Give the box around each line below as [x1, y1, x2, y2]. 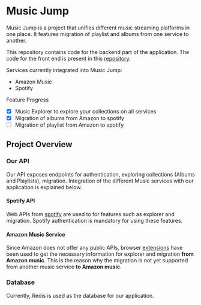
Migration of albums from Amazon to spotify [14, 115, 125, 121]
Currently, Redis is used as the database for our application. [6, 292, 154, 299]
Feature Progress [6, 96, 49, 103]
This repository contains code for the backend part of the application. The [6, 48, 190, 55]
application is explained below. [6, 183, 82, 190]
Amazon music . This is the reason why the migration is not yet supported [6, 257, 188, 264]
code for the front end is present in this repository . [6, 55, 131, 62]
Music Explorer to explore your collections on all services [14, 107, 157, 115]
